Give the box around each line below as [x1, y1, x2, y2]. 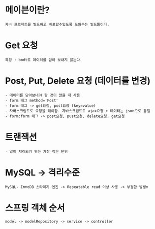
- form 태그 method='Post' [5, 98, 59, 103]
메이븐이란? [5, 4, 50, 16]
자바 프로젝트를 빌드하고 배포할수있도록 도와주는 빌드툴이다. [5, 22, 110, 27]
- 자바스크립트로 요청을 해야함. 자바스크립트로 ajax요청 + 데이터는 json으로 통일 [5, 108, 151, 113]
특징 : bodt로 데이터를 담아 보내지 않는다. [5, 57, 82, 62]
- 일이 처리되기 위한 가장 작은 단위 [5, 149, 68, 154]
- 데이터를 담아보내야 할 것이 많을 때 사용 [5, 93, 80, 98]
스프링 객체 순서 [5, 202, 65, 213]
